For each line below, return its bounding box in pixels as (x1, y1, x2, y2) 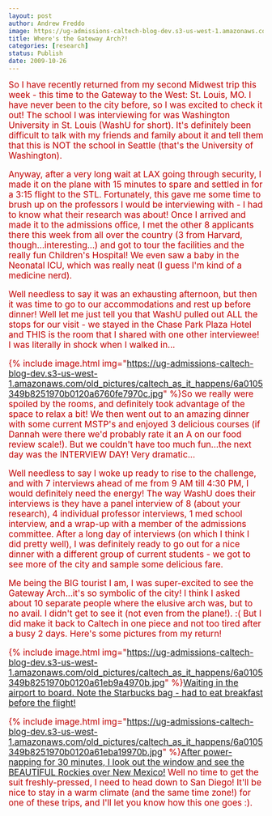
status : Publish (8, 49, 63, 57)
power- (202, 746, 233, 758)
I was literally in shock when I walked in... (8, 339, 176, 351)
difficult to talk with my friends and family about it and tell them (8, 130, 264, 141)
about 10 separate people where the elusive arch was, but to (8, 597, 253, 609)
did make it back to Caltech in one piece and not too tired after (8, 618, 261, 629)
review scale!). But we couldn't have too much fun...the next (8, 439, 253, 450)
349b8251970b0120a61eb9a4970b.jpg (8, 677, 165, 688)
